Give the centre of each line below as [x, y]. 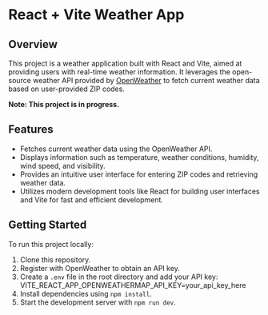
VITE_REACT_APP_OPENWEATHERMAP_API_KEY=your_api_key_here [133, 285]
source [20, 80]
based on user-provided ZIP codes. [67, 89]
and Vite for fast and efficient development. [92, 199]
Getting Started [48, 225]
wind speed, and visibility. [62, 165]
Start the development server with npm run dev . [98, 302]
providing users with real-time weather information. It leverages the [119, 72]
